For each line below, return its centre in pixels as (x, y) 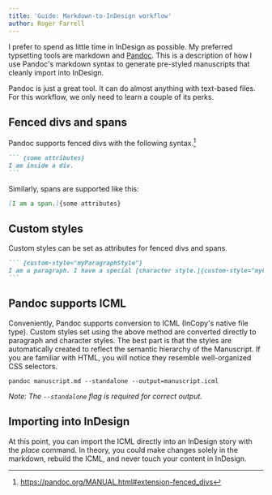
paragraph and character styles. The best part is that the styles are (120, 340)
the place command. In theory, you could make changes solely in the (123, 450)
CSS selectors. (33, 366)
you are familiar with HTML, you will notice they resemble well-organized (130, 357)
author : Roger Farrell (47, 24)
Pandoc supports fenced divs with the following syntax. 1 (102, 142)
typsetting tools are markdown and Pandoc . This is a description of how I (130, 55)
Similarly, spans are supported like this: (74, 188)
